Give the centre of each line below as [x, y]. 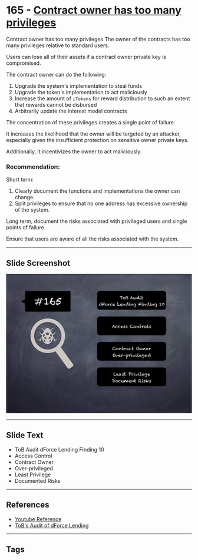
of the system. [32, 210]
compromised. [24, 63]
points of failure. [26, 228]
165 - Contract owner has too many [94, 10]
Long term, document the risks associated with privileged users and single [97, 221]
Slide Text [25, 435]
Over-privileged [34, 468]
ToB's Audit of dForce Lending [52, 525]
